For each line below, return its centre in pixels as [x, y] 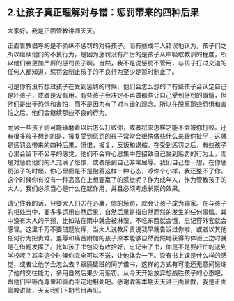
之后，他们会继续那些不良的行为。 [62, 112]
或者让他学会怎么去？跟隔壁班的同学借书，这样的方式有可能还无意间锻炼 [123, 264]
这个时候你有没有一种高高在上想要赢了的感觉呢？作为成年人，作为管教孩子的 [117, 179]
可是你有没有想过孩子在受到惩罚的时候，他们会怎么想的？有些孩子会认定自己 [117, 86]
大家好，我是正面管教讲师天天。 [53, 31]
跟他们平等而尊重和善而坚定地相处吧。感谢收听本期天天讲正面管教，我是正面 [117, 281]
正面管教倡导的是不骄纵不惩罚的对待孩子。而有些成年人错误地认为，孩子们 [114, 45]
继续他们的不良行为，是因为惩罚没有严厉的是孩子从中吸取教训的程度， [120, 54]
